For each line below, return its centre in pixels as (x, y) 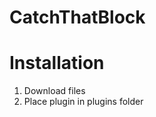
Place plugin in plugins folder (83, 102)
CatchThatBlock (77, 17)
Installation (57, 63)
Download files (54, 91)
